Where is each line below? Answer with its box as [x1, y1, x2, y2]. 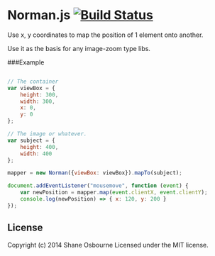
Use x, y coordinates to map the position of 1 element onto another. [7, 30, 204, 39]
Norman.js [7, 7, 71, 23]
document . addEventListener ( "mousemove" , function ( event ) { [7, 182, 189, 189]
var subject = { [7, 137, 55, 144]
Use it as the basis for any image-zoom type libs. [7, 44, 151, 52]
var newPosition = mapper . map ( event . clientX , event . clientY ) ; [20, 189, 208, 196]
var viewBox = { [7, 84, 55, 91]
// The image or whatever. [7, 130, 87, 138]
